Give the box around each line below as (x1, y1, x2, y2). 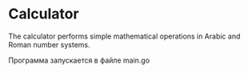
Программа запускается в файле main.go (8, 55, 150, 65)
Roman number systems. (8, 39, 90, 49)
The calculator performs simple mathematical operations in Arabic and (8, 31, 241, 41)
